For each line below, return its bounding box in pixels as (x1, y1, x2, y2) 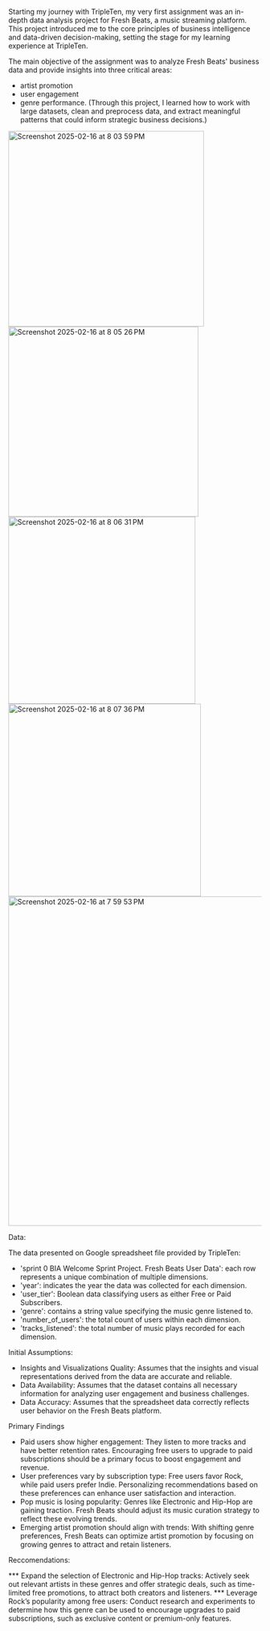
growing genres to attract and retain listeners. (19, 1540, 172, 1549)
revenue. (19, 1463, 50, 1472)
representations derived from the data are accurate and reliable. (19, 1372, 232, 1381)
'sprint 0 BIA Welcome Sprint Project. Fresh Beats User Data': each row (19, 1263, 256, 1273)
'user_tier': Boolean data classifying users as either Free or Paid (19, 1289, 231, 1299)
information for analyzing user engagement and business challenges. (19, 1389, 250, 1398)
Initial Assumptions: (8, 1348, 74, 1357)
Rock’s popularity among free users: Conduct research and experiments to (8, 1596, 256, 1606)
